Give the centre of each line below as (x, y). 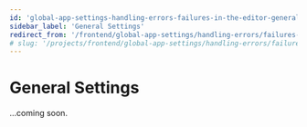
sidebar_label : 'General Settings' (77, 26)
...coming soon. (39, 113)
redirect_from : (38, 34)
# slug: (24, 43)
